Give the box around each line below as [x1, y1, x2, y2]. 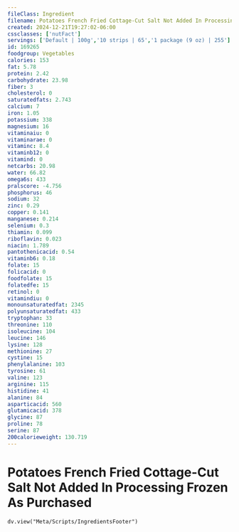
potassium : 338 [7, 116, 53, 123]
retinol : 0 [7, 288, 40, 295]
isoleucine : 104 [7, 328, 55, 335]
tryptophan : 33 [7, 314, 53, 322]
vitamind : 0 [7, 156, 43, 164]
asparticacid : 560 [7, 400, 62, 408]
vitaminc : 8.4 [7, 143, 50, 150]
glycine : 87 [7, 414, 43, 421]
